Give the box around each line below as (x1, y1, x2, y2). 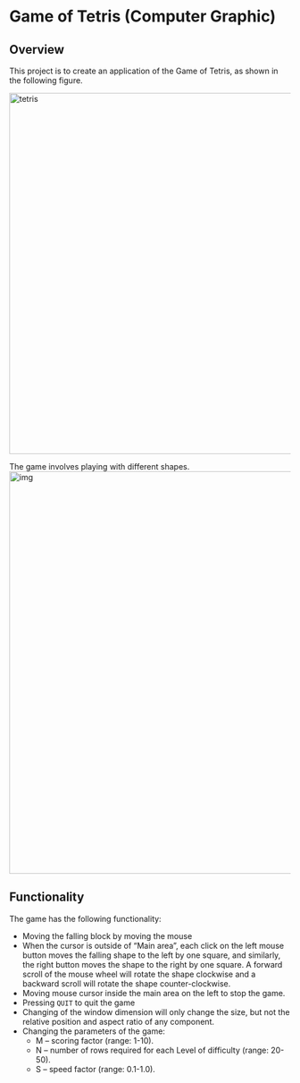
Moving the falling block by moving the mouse (21, 930, 193, 941)
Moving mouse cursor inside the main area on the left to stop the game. (21, 987, 286, 998)
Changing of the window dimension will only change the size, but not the (21, 1006, 290, 1017)
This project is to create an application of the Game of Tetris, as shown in (9, 65, 279, 76)
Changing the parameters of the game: (21, 1026, 165, 1036)
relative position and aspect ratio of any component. (21, 1016, 215, 1027)
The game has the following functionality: (9, 913, 162, 924)
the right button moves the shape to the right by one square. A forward (21, 959, 283, 969)
